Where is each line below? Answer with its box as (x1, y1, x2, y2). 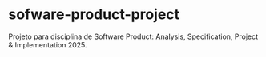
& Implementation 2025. (8, 40, 87, 49)
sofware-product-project (8, 6, 180, 24)
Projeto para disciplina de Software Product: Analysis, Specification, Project (8, 32, 259, 41)
